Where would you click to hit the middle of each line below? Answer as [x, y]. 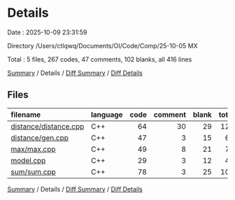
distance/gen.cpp [40, 138]
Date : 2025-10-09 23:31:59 [47, 32]
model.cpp [28, 160]
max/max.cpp [33, 149]
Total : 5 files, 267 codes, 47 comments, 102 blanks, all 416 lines [100, 59]
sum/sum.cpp [33, 171]
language [107, 115]
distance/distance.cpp [48, 126]
